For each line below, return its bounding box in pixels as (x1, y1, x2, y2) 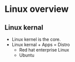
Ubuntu (19, 52, 35, 58)
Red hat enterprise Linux (19, 47, 70, 53)
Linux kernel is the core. (11, 36, 61, 42)
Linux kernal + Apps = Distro (11, 42, 70, 48)
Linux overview (4, 3, 69, 15)
